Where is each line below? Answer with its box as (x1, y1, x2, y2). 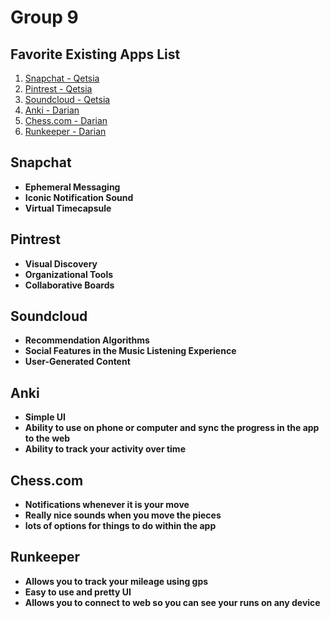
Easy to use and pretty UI (24, 586, 132, 598)
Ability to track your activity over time (24, 443, 186, 455)
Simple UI (24, 411, 66, 423)
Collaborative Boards (24, 279, 115, 291)
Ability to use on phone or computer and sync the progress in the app (24, 422, 320, 434)
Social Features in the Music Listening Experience (24, 345, 237, 357)
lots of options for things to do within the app (24, 520, 217, 532)
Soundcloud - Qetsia (24, 94, 111, 105)
